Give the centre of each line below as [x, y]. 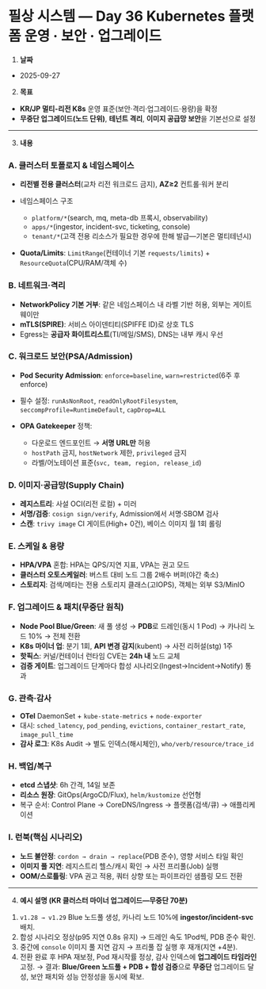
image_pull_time [46, 735]
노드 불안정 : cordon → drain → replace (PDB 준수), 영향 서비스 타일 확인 [131, 856]
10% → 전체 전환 [54, 636]
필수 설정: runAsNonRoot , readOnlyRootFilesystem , [99, 401]
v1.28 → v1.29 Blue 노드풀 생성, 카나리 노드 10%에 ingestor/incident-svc [137, 917]
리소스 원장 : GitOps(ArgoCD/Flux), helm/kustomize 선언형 [110, 795]
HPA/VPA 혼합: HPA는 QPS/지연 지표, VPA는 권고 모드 [104, 565]
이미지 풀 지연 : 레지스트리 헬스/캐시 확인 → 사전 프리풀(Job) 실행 [119, 866]
